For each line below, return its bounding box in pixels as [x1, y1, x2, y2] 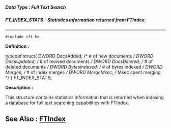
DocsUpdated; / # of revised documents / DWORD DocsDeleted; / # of [5, 58, 153, 65]
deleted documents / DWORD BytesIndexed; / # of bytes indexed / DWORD [5, 64, 163, 70]
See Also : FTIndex [5, 114, 66, 123]
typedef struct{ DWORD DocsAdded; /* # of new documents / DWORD [5, 53, 154, 59]
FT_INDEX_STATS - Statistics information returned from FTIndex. [5, 17, 146, 23]
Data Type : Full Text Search [5, 4, 66, 10]
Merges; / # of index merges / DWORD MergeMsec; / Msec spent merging [5, 69, 161, 76]
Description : [5, 84, 34, 91]
